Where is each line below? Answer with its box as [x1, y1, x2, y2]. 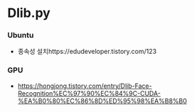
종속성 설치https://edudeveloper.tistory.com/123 [17, 47, 157, 56]
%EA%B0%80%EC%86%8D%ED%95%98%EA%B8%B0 [17, 96, 187, 105]
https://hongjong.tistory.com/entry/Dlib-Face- [17, 82, 153, 90]
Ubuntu [7, 30, 34, 40]
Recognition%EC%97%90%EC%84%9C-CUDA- [17, 89, 161, 97]
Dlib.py [7, 5, 51, 21]
